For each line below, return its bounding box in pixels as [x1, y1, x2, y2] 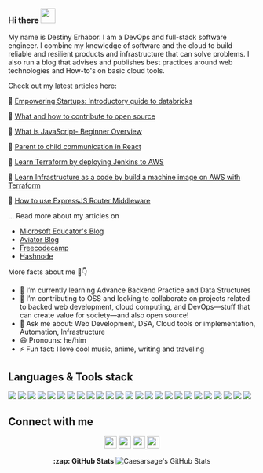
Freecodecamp [19, 244, 69, 253]
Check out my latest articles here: [8, 81, 117, 90]
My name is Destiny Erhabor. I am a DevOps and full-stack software [8, 32, 228, 42]
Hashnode [19, 251, 53, 261]
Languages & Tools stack [8, 370, 133, 383]
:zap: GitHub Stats [53, 456, 115, 465]
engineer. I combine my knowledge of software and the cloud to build [8, 41, 233, 50]
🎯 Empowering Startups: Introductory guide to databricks [8, 97, 193, 106]
